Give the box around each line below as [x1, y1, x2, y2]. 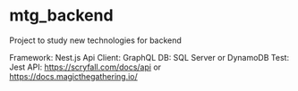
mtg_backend [9, 5, 114, 26]
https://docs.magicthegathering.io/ [9, 70, 139, 81]
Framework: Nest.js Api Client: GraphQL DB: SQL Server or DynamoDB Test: [9, 52, 289, 62]
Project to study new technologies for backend [9, 35, 182, 45]
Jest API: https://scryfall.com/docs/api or [9, 62, 162, 72]
